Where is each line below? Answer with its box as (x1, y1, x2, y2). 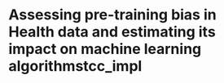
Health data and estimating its (8, 23, 216, 41)
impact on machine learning (8, 40, 202, 58)
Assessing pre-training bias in (8, 6, 217, 24)
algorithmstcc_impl (8, 57, 143, 76)
